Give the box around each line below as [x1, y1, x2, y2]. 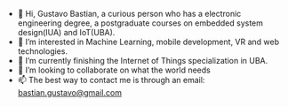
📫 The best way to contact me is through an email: [17, 75, 205, 85]
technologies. [17, 46, 68, 57]
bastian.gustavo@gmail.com [17, 88, 123, 97]
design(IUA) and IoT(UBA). [17, 27, 116, 37]
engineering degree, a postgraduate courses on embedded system [17, 18, 264, 28]
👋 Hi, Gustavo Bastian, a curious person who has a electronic [17, 9, 242, 19]
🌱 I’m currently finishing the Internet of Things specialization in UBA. [17, 56, 268, 65]
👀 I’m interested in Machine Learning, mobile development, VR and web [17, 36, 280, 47]
